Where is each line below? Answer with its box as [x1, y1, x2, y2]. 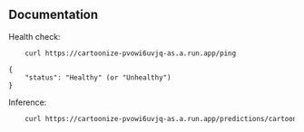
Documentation [8, 7, 99, 23]
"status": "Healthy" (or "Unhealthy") [25, 72, 172, 82]
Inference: [8, 97, 47, 108]
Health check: [8, 31, 61, 42]
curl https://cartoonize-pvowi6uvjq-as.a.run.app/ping [25, 49, 237, 58]
